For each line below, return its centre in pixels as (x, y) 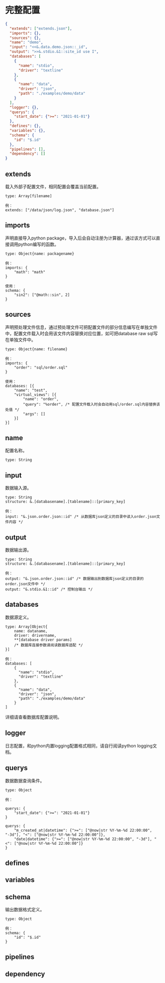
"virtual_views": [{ (35, 395)
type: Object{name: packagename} (40, 253)
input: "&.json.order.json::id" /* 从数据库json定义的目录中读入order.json (81, 517)
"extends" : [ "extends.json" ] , (41, 28)
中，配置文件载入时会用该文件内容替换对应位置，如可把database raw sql (79, 333)
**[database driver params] (43, 640)
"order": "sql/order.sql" (41, 367)
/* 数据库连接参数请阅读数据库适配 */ (48, 645)
